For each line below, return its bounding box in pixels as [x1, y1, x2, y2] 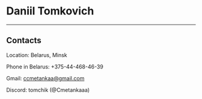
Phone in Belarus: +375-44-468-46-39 [6, 63, 104, 70]
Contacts [6, 35, 42, 46]
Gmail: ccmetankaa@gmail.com [6, 74, 85, 82]
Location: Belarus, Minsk [6, 51, 67, 58]
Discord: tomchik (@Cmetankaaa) [6, 86, 90, 94]
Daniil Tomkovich [6, 4, 94, 18]
